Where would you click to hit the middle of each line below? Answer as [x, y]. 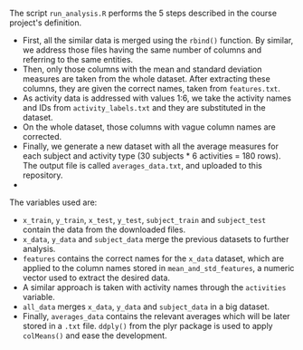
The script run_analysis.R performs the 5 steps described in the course [143, 13]
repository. [43, 175]
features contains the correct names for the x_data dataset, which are [153, 258]
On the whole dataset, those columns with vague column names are [149, 127]
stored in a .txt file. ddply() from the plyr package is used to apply [147, 326]
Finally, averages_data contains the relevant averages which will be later [156, 316]
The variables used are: [53, 202]
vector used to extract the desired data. [96, 277]
